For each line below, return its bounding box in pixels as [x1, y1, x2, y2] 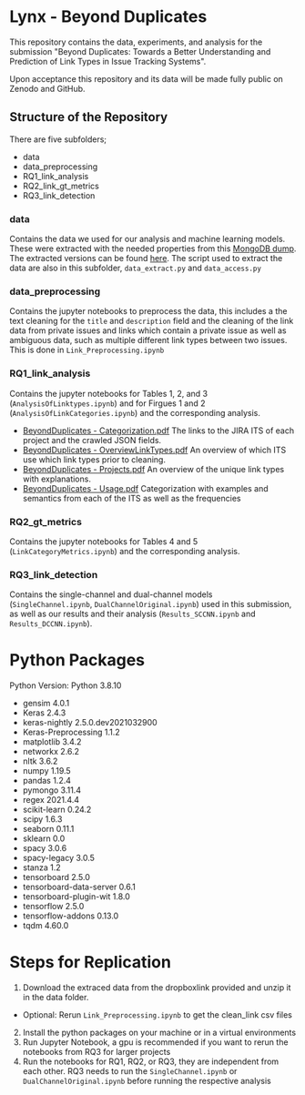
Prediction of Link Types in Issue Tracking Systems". [9, 56, 207, 66]
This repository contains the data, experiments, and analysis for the [9, 36, 263, 47]
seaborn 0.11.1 [22, 824, 75, 835]
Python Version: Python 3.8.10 [9, 680, 122, 691]
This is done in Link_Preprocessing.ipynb [9, 344, 165, 356]
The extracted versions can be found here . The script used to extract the [9, 253, 283, 264]
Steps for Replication [9, 952, 171, 973]
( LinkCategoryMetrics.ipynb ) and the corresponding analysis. [9, 545, 240, 556]
